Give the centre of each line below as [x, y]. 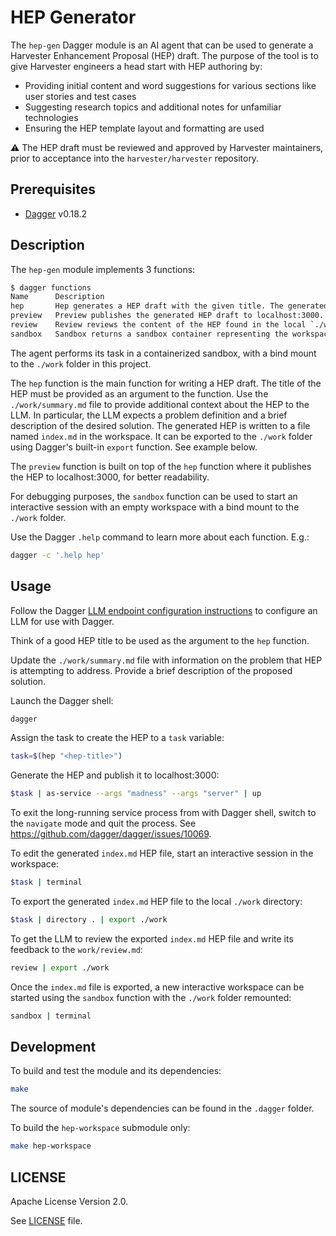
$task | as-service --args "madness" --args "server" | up [136, 794]
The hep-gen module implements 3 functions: [103, 269]
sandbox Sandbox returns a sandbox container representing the [149, 334]
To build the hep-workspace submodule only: [100, 1128]
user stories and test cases [80, 96]
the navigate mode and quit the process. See [103, 823]
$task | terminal [46, 882]
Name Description [57, 297]
